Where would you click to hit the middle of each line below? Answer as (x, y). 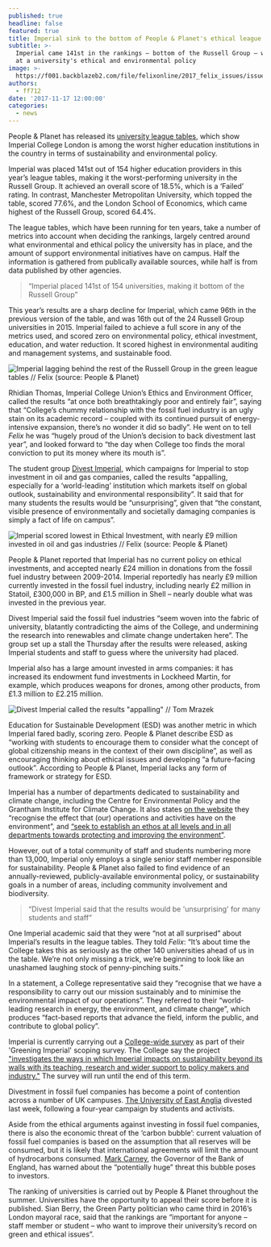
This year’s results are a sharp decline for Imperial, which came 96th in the (132, 310)
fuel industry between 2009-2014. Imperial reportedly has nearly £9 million (133, 577)
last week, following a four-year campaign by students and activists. (122, 1109)
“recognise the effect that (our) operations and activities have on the (122, 818)
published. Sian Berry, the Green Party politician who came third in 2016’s (130, 1208)
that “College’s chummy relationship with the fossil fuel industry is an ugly (131, 410)
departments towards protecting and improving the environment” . (117, 835)
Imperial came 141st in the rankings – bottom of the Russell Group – (137, 53)
